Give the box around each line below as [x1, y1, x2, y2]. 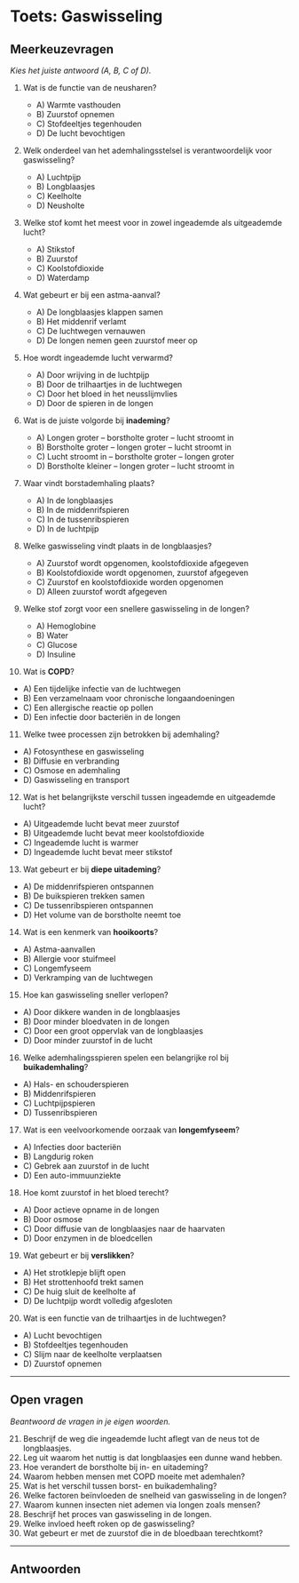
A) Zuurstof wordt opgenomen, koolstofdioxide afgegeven [35, 558, 249, 568]
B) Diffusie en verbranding [22, 756, 120, 766]
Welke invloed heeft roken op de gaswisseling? [22, 1518, 195, 1529]
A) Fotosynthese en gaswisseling [22, 747, 145, 756]
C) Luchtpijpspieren [22, 1098, 96, 1108]
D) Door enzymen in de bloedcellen [22, 1233, 153, 1243]
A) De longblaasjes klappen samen [35, 307, 163, 317]
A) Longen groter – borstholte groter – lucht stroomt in [35, 433, 234, 443]
